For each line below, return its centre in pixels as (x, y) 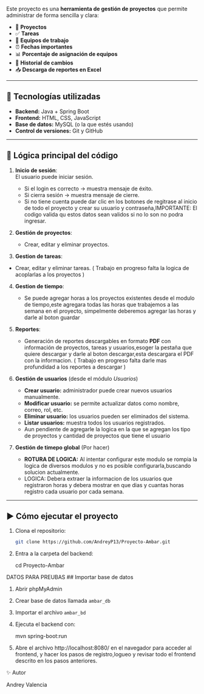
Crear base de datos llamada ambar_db (63, 601)
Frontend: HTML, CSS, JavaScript (58, 117)
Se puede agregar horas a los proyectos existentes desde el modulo (110, 298)
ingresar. (35, 221)
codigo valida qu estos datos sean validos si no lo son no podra (104, 214)
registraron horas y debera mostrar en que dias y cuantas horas (104, 485)
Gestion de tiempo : (39, 286)
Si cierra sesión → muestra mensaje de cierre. (82, 195)
